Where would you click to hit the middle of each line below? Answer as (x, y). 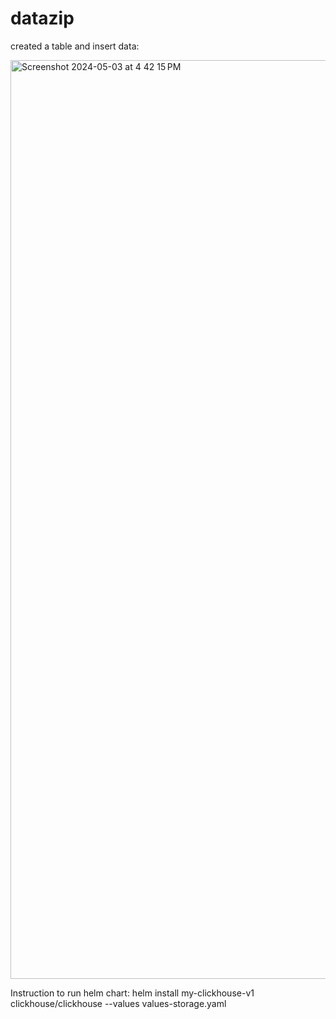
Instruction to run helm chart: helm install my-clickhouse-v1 (132, 993)
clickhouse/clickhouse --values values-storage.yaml (118, 1003)
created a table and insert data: (75, 46)
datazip (42, 18)
